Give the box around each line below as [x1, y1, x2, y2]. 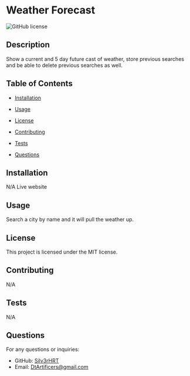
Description [6, 40, 50, 50]
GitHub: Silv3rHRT [14, 357, 59, 364]
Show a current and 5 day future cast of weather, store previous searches [6, 55, 185, 62]
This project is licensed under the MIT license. [6, 248, 118, 255]
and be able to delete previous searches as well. [6, 61, 123, 69]
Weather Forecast [6, 4, 96, 17]
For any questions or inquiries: [6, 346, 80, 353]
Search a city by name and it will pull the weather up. [6, 216, 134, 223]
